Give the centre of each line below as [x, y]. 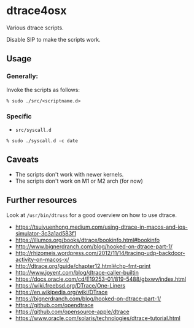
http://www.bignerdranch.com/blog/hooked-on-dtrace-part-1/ [94, 246]
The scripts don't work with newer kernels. [69, 174]
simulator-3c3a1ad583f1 [46, 233]
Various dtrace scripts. [35, 28]
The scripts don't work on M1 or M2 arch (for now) [79, 181]
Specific [19, 116]
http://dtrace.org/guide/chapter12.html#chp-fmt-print [83, 266]
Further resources [42, 200]
